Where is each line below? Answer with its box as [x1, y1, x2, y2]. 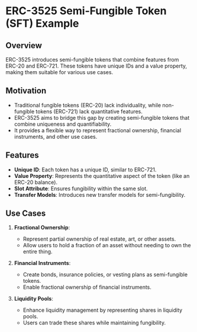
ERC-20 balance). [14, 178, 57, 186]
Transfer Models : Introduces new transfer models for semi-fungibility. [14, 191, 186, 198]
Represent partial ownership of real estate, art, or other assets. [22, 235, 176, 242]
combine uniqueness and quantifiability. [14, 120, 112, 127]
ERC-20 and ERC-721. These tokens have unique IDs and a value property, [5, 62, 188, 69]
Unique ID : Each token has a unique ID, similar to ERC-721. [14, 166, 157, 173]
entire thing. [22, 248, 53, 256]
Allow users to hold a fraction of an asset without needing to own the [22, 242, 191, 249]
